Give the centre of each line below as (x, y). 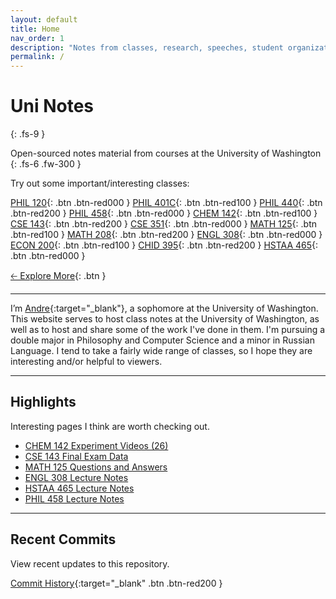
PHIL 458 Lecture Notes (74, 498)
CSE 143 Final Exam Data (76, 456)
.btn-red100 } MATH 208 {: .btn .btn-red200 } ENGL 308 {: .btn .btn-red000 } (166, 235)
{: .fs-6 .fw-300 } (46, 164)
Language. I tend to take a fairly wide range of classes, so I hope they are (161, 351)
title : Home (35, 29)
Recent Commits (63, 539)
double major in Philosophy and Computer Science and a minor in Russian (162, 340)
